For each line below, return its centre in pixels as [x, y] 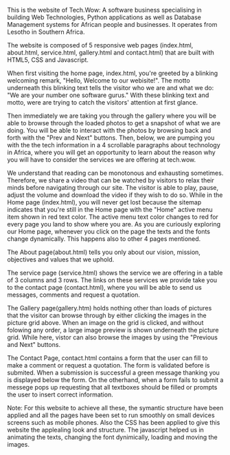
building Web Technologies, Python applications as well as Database [104, 17]
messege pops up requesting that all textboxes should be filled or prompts [112, 387]
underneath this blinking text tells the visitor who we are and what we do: [111, 88]
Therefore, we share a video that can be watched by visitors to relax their [111, 180]
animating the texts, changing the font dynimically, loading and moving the [113, 437]
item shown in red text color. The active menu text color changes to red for [113, 217]
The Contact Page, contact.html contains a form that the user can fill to [107, 358]
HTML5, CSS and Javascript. [48, 60]
